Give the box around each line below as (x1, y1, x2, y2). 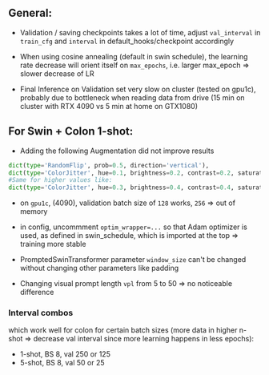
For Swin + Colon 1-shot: (8, 124, 134, 139)
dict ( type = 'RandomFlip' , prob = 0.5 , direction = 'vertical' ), (8, 161, 210, 169)
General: (8, 6, 53, 20)
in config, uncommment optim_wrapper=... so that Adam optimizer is (19, 222, 248, 232)
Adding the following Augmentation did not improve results (19, 146, 215, 155)
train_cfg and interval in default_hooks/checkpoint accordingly (19, 36, 235, 46)
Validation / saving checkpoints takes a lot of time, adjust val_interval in (19, 27, 261, 37)
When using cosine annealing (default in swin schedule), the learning (19, 51, 248, 61)
